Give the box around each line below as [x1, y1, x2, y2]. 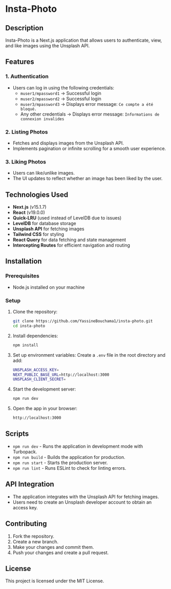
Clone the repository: [12, 309, 58, 315]
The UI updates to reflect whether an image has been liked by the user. [12, 175, 163, 181]
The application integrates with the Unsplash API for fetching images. [12, 493, 159, 500]
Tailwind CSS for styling [12, 231, 65, 237]
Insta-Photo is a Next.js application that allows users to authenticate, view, [5, 37, 162, 43]
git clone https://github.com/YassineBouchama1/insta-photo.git [12, 319, 153, 324]
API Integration [5, 480, 55, 489]
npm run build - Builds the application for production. [12, 454, 125, 460]
